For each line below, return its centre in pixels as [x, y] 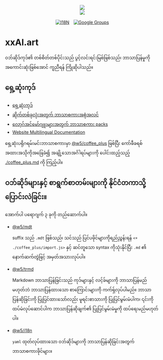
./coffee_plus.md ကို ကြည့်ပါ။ [34, 162]
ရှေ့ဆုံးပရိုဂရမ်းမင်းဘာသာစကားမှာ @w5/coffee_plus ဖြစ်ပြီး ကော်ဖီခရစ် [74, 143]
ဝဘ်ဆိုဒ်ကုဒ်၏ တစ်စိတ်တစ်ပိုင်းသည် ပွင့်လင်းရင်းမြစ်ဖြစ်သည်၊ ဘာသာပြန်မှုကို [78, 57]
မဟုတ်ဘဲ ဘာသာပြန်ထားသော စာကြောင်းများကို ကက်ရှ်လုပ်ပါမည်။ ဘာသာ [82, 289]
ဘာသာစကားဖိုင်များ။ [32, 351]
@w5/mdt [22, 226]
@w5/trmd [23, 269]
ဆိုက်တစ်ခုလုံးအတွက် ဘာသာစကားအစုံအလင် [55, 114]
